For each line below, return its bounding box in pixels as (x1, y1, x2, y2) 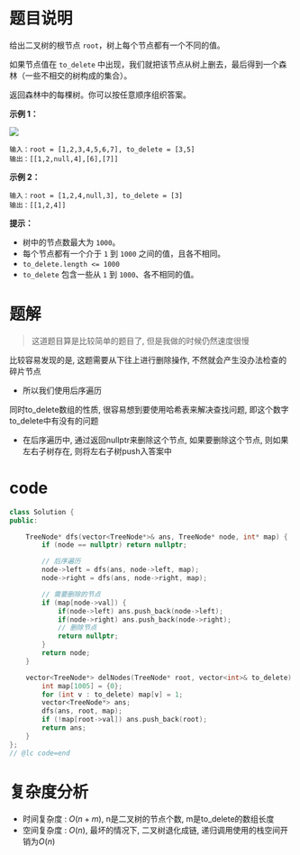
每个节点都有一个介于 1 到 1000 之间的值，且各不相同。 (22, 248, 226, 259)
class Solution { (9, 507, 75, 516)
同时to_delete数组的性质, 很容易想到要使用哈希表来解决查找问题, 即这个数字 (9, 404, 290, 414)
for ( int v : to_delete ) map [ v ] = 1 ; (41, 690, 184, 699)
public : (9, 515, 39, 525)
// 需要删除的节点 (41, 589, 101, 599)
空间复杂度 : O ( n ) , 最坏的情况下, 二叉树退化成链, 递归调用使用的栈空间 (22, 824, 281, 835)
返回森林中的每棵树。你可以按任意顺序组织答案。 (9, 89, 191, 100)
